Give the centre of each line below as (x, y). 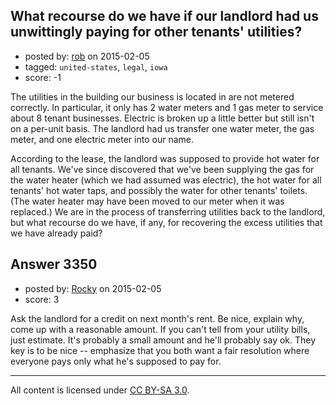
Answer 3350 (54, 264)
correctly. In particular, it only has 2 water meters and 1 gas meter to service (167, 107)
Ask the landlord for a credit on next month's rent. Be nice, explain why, (157, 318)
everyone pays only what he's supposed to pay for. (116, 361)
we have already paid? (56, 233)
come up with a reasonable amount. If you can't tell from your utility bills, (160, 329)
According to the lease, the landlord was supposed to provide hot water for (165, 158)
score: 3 (42, 299)
